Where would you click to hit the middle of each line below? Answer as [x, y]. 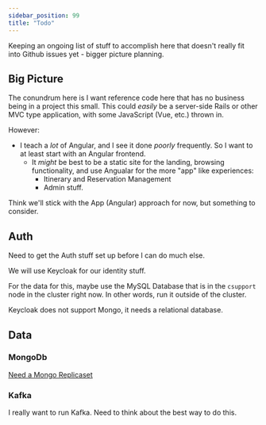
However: [24, 130]
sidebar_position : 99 [44, 15]
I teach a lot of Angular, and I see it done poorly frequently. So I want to [136, 145]
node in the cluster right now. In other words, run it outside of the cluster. [127, 295]
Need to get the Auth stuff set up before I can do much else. [106, 255]
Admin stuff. [63, 188]
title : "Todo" [32, 23]
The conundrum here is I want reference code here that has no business [126, 98]
